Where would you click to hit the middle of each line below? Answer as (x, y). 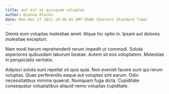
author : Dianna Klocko (29, 15)
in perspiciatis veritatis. (29, 60)
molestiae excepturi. (27, 39)
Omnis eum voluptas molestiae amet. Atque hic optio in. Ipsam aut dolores (83, 34)
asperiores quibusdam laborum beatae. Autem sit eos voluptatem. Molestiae (85, 54)
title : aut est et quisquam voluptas (45, 10)
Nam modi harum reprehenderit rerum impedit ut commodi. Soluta (74, 49)
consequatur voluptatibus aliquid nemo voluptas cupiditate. (67, 86)
